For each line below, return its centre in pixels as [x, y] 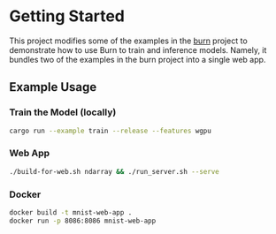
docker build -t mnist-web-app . [71, 212]
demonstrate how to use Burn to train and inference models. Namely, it [138, 49]
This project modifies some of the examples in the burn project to [128, 41]
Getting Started [67, 16]
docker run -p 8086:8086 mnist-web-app [83, 221]
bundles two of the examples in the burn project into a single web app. [138, 59]
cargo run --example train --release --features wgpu [111, 131]
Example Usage [53, 87]
